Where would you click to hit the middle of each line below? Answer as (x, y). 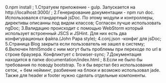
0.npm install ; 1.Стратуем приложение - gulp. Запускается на (70, 7)
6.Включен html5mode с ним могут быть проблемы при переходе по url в (83, 49)
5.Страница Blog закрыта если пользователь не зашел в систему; (75, 44)
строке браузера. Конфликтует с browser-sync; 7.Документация (73, 54)
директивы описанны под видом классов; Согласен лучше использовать (83, 23)
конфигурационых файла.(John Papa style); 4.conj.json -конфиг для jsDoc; (83, 39)
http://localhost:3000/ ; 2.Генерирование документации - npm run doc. (80, 12)
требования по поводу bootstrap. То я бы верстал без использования (79, 65)
